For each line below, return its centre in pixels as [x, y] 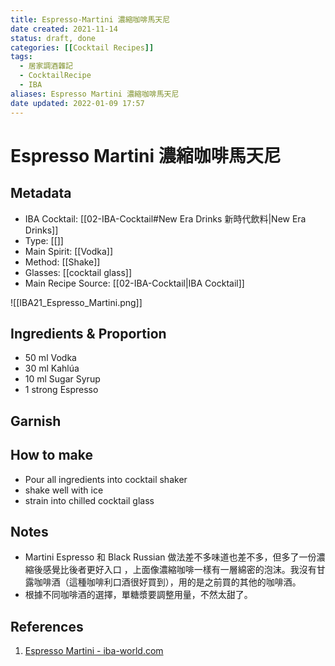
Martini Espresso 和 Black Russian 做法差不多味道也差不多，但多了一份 [170, 557]
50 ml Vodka [50, 358]
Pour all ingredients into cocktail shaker [106, 479]
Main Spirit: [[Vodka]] [69, 251]
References [47, 626]
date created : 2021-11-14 [64, 29]
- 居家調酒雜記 [46, 66]
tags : [21, 57]
